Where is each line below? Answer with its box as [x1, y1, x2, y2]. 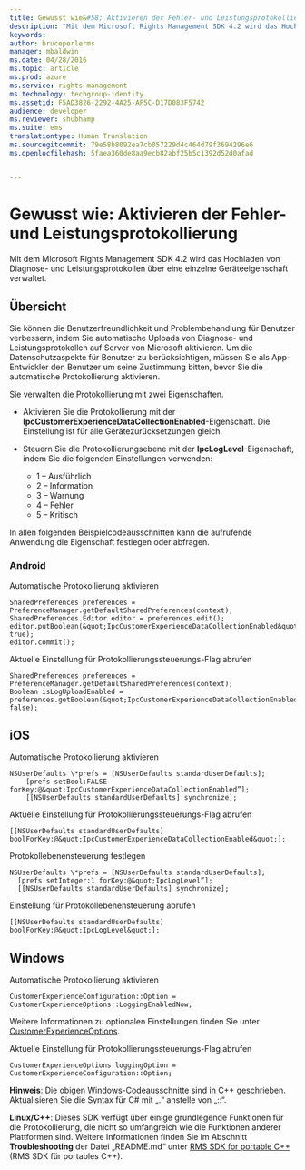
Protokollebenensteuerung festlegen [9, 851, 146, 862]
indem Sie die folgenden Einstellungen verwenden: [22, 453, 213, 464]
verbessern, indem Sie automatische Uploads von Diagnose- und [9, 333, 254, 344]
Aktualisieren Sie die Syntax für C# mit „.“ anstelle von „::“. [9, 1094, 227, 1105]
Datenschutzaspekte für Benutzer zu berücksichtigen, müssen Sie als [9, 352, 271, 363]
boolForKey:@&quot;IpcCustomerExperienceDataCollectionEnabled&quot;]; [9, 834, 286, 844]
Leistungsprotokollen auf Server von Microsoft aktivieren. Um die [9, 342, 253, 353]
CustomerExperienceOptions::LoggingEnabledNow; [9, 1000, 193, 1010]
